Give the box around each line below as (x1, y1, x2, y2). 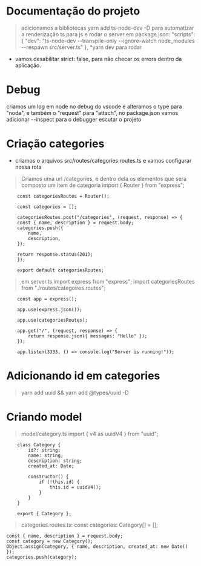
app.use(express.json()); (17, 307, 83, 313)
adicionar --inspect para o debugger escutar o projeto (6, 115, 142, 123)
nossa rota (15, 163, 42, 171)
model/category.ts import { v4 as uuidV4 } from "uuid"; (21, 430, 159, 437)
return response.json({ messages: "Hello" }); (28, 333, 148, 339)
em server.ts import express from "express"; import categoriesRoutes (21, 278, 195, 285)
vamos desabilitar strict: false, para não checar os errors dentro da (15, 55, 182, 62)
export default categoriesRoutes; (17, 267, 104, 273)
